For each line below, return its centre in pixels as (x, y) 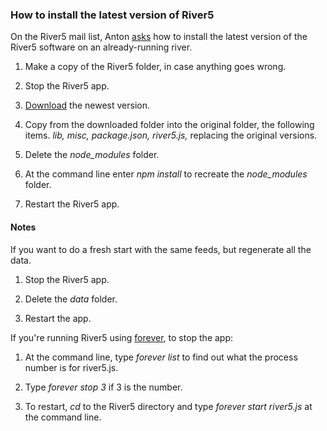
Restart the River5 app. (72, 204)
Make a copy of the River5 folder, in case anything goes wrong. (155, 67)
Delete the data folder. (71, 299)
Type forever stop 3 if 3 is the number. (103, 387)
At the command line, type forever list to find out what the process (161, 357)
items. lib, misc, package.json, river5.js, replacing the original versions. (171, 135)
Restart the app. (58, 318)
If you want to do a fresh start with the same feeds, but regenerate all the (161, 249)
